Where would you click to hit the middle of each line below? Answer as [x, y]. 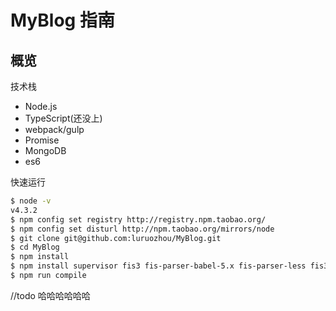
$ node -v [31, 201]
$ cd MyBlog [35, 247]
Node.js [41, 106]
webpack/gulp [54, 129]
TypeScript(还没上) [63, 118]
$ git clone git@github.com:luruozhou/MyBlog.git [116, 238]
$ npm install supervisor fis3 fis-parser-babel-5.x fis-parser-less [158, 266]
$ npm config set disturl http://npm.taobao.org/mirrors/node [142, 229]
